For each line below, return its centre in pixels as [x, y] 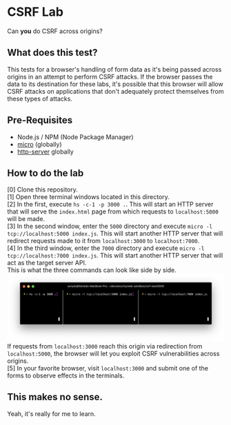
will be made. [26, 219]
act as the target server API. [47, 263]
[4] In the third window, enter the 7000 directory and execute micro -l [106, 248]
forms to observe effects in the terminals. [66, 375]
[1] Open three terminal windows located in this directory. [89, 197]
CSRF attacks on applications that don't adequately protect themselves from [115, 91]
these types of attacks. [40, 99]
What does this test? [52, 53]
